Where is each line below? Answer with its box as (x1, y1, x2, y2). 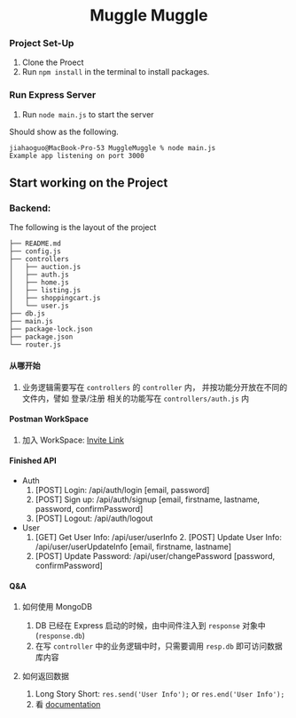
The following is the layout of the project (9, 222, 157, 233)
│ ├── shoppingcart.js (9, 294, 101, 303)
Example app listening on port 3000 (9, 151, 144, 160)
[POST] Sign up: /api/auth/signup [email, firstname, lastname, (35, 494, 260, 505)
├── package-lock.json (9, 325, 93, 334)
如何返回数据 (21, 671, 69, 682)
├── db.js (9, 309, 46, 318)
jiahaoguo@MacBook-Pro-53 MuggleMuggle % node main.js (9, 143, 216, 152)
